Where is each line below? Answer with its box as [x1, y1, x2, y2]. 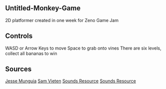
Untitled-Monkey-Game [5, 4, 81, 12]
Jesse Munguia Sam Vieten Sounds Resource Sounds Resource [5, 78, 136, 84]
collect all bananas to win [5, 50, 57, 56]
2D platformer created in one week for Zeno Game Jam [5, 17, 119, 23]
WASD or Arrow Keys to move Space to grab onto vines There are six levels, [5, 45, 162, 51]
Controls [5, 32, 33, 40]
